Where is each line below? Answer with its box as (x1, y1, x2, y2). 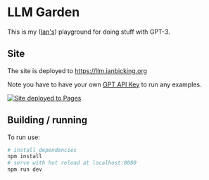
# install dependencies (7, 146, 77, 153)
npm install (7, 153, 42, 160)
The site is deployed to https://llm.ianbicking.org (7, 66, 148, 75)
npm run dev (7, 166, 42, 173)
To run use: (7, 133, 40, 141)
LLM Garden (7, 4, 80, 20)
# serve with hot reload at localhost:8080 (7, 160, 137, 167)
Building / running (7, 114, 88, 127)
